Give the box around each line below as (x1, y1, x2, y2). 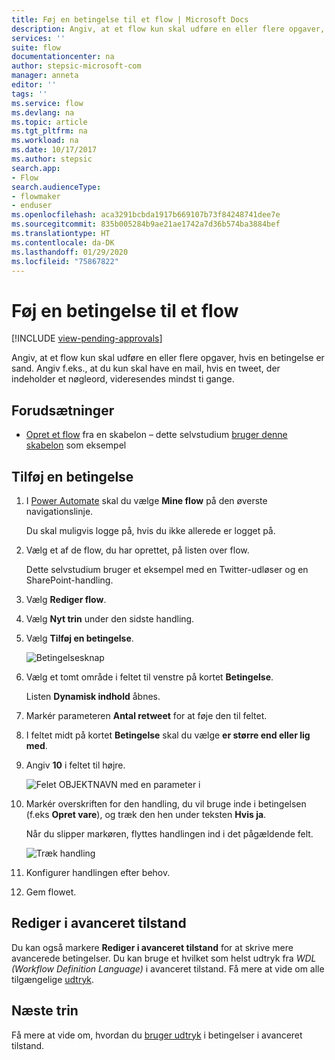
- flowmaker (11, 191, 61, 201)
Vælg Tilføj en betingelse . (25, 632, 134, 644)
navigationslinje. (25, 505, 94, 517)
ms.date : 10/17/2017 (11, 145, 98, 155)
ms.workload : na (11, 136, 79, 146)
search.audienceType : (11, 182, 102, 192)
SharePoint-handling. (25, 574, 114, 586)
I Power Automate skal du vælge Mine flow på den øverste (25, 494, 268, 506)
